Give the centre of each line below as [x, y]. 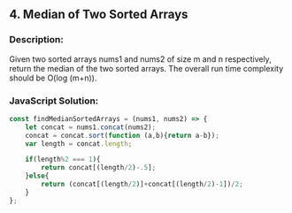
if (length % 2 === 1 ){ [63, 160]
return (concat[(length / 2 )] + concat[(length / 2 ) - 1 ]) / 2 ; [142, 185]
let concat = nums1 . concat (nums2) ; [91, 127]
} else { [37, 176]
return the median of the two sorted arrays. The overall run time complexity [146, 68]
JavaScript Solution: [54, 101]
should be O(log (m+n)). [53, 78]
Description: [36, 40]
